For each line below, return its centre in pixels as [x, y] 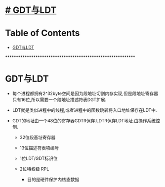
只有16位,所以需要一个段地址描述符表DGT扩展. [59, 100]
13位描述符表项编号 [39, 148]
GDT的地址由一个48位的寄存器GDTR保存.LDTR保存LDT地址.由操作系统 [84, 121]
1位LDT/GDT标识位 [39, 158]
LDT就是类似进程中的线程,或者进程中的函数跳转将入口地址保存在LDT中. [84, 110]
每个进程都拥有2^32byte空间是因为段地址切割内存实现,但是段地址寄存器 [85, 93]
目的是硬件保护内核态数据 [53, 180]
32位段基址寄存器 [38, 138]
